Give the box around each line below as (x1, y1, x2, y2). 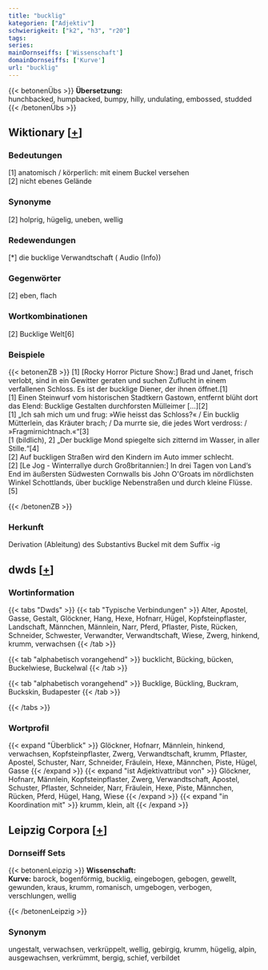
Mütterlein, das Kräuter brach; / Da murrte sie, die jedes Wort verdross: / (8, 417, 247, 428)
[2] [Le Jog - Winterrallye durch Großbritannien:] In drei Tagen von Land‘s (8, 461, 252, 470)
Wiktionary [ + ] (8, 126, 82, 140)
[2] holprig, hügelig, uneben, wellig (8, 214, 124, 224)
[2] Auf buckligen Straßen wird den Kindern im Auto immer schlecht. (8, 452, 234, 461)
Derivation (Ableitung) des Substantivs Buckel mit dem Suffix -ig (8, 540, 221, 549)
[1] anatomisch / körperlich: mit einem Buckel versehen (8, 168, 190, 178)
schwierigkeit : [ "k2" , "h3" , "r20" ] (8, 26, 130, 34)
